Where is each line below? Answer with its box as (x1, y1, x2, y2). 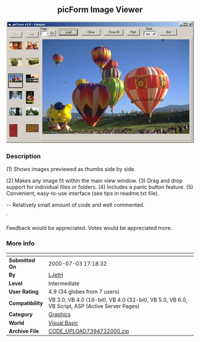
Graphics (48, 311, 71, 318)
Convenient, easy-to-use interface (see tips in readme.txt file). (6, 190, 160, 197)
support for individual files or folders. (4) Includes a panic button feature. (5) (6, 184, 193, 191)
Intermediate (48, 279, 80, 287)
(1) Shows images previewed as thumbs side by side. (6, 166, 136, 173)
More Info (6, 240, 35, 247)
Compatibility (8, 299, 43, 306)
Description (6, 152, 41, 160)
